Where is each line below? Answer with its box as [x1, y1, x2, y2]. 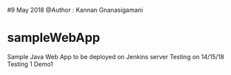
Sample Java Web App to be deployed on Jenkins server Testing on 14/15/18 [7, 52, 225, 61]
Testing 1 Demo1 [7, 60, 54, 68]
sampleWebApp [7, 30, 101, 45]
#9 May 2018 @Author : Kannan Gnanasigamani [7, 6, 143, 14]
